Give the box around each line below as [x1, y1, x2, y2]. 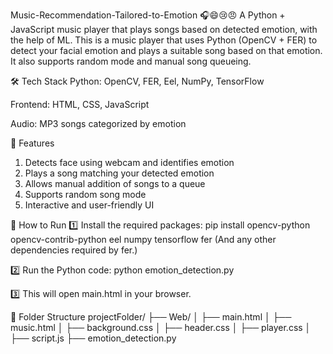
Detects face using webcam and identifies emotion [24, 157, 235, 168]
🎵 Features [10, 137, 55, 149]
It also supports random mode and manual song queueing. [10, 55, 252, 67]
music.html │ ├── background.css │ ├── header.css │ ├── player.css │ [10, 322, 312, 333]
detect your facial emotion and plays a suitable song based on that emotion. [10, 45, 323, 56]
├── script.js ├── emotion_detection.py [10, 332, 177, 344]
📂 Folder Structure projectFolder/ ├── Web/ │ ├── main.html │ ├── [10, 311, 292, 323]
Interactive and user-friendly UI [24, 199, 155, 211]
